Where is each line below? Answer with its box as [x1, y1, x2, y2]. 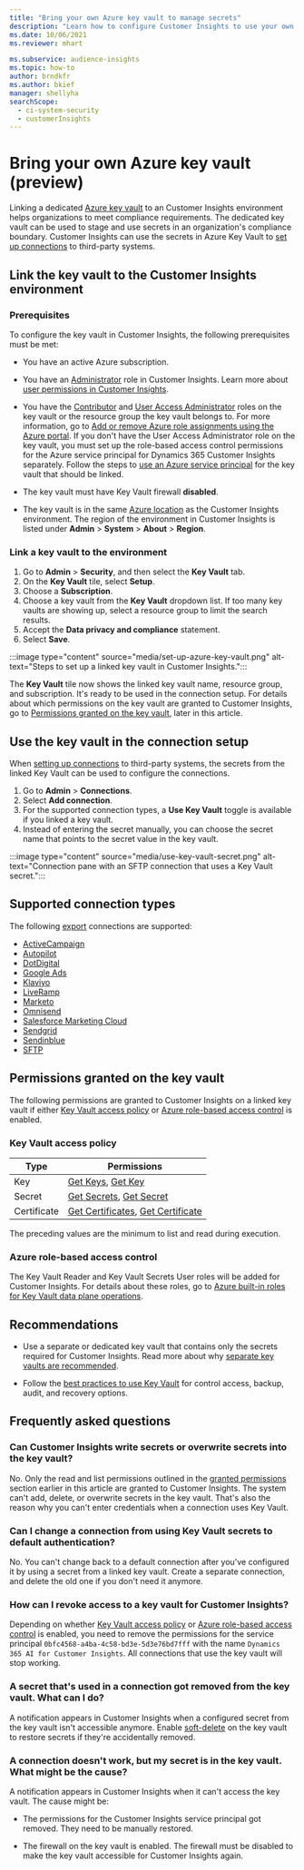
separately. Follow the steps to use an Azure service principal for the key [22, 459, 295, 470]
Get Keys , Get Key [67, 1175, 145, 1188]
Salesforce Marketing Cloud [22, 1015, 128, 1026]
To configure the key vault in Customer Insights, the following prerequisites [9, 328, 290, 340]
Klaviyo [22, 976, 51, 987]
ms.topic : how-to [9, 64, 75, 73]
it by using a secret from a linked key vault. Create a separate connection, [9, 1566, 286, 1577]
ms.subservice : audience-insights [9, 55, 141, 64]
